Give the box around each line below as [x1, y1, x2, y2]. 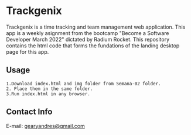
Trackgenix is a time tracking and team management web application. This [6, 23, 186, 30]
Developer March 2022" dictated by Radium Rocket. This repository [6, 36, 170, 43]
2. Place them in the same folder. [6, 86, 93, 92]
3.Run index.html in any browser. [6, 91, 91, 97]
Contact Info [6, 107, 53, 117]
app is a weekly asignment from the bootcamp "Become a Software [6, 29, 169, 36]
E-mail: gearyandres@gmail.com [6, 122, 85, 129]
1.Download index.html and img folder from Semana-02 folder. [6, 81, 161, 86]
